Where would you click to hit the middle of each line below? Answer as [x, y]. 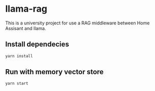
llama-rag [26, 9]
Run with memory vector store [55, 72]
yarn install [19, 56]
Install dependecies [37, 44]
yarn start [17, 84]
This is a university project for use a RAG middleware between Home [77, 23]
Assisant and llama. [26, 28]
